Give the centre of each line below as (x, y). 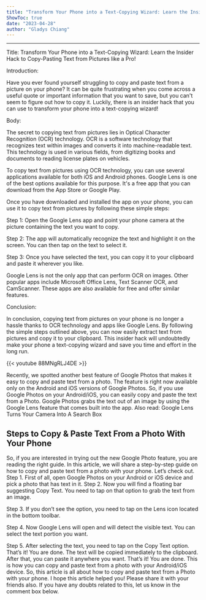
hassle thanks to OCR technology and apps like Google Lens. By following (100, 325)
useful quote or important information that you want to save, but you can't (100, 96)
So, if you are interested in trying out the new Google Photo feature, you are (102, 458)
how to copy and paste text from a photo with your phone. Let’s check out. (101, 471)
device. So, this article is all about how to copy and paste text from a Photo (101, 572)
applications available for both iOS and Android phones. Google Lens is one (102, 177)
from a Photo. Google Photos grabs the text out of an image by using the (98, 401)
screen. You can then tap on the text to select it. (67, 245)
